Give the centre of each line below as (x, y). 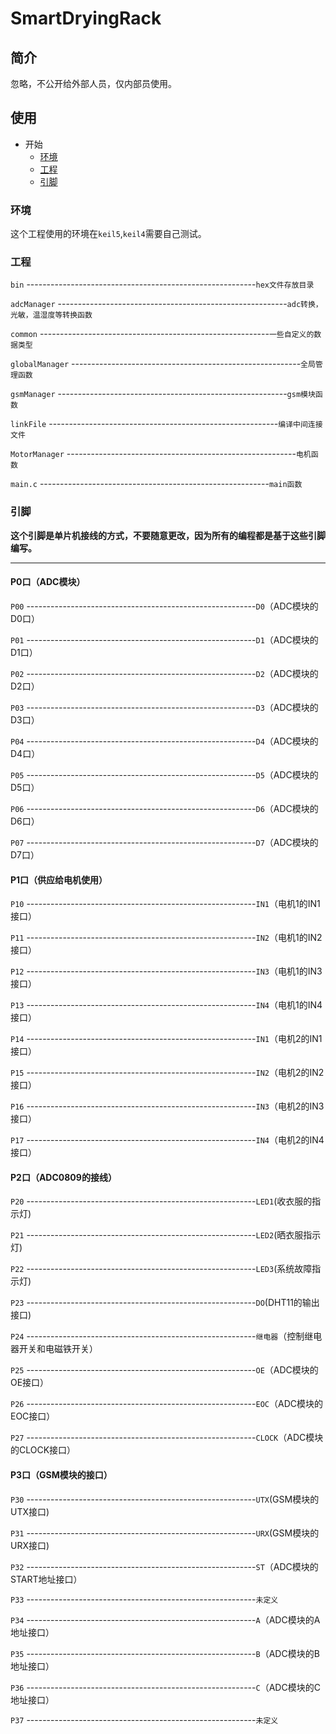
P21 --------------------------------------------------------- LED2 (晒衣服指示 (166, 1235)
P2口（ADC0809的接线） (63, 1177)
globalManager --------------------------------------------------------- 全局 (163, 364)
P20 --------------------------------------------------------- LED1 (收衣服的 (161, 1201)
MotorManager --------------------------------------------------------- (153, 454)
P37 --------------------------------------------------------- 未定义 (144, 1719)
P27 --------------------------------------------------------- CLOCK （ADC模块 (167, 1438)
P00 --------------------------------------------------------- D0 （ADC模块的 (164, 606)
